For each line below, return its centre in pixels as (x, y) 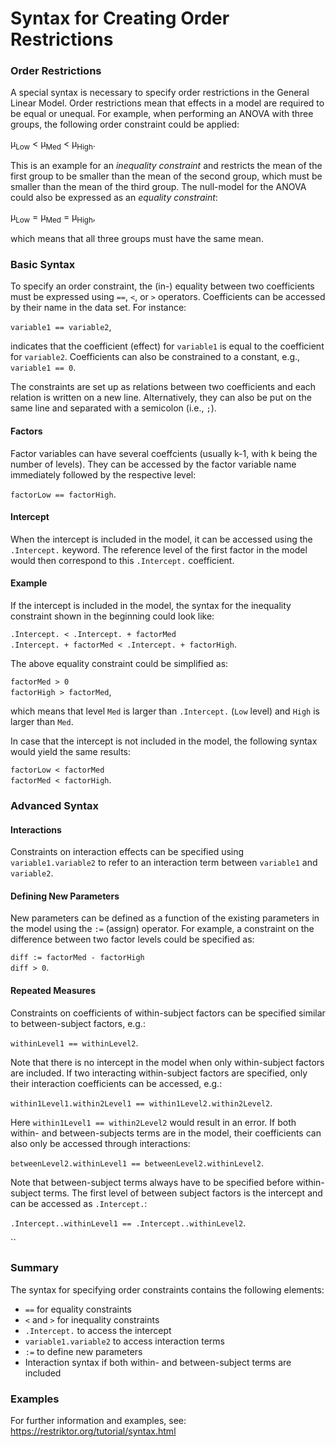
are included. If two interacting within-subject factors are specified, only (159, 1073)
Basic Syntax (43, 264)
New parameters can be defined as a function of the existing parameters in (165, 918)
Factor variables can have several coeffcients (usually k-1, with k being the (164, 453)
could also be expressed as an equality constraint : (114, 198)
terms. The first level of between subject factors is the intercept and (183, 1193)
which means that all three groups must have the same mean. (137, 239)
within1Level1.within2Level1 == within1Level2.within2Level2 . (141, 1103)
